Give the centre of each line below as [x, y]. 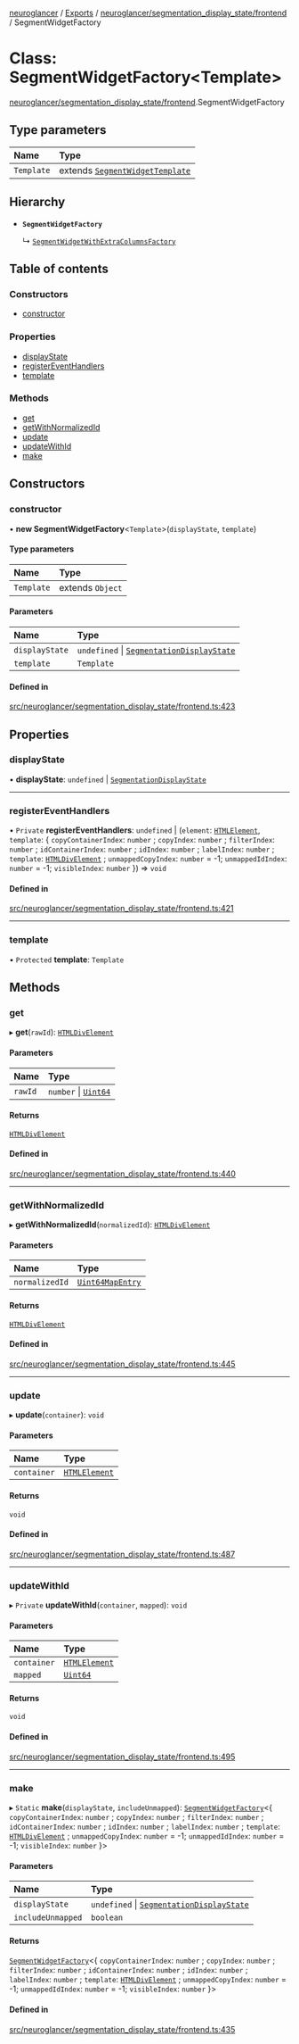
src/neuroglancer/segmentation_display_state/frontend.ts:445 [122, 1364]
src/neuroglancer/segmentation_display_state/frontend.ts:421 [121, 909]
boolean [107, 1918]
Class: [33, 58]
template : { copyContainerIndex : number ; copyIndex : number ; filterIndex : [142, 840]
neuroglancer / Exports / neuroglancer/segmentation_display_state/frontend [148, 13]
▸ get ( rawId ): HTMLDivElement [61, 1032]
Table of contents [59, 268]
